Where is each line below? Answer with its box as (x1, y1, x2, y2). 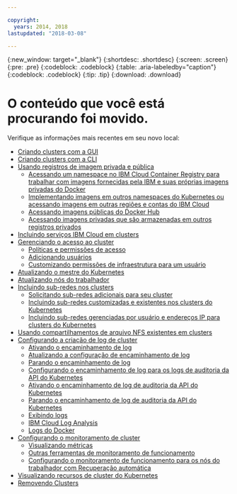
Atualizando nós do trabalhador (17, 276, 110, 284)
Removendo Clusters (17, 479, 79, 488)
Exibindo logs (28, 411, 68, 420)
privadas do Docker (28, 185, 86, 193)
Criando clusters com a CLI (17, 155, 98, 164)
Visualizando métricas (28, 441, 93, 450)
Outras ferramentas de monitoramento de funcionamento (28, 449, 195, 457)
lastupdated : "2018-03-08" (7, 30, 87, 37)
